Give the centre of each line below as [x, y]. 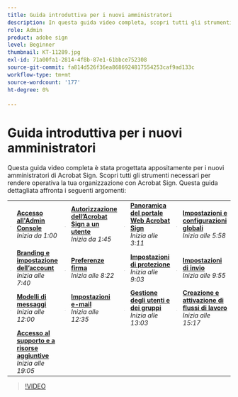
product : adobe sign [38, 38]
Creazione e [201, 293]
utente [80, 232]
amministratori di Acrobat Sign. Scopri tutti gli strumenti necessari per [109, 175]
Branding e [33, 253]
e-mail [81, 304]
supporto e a [36, 340]
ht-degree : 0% [28, 90]
